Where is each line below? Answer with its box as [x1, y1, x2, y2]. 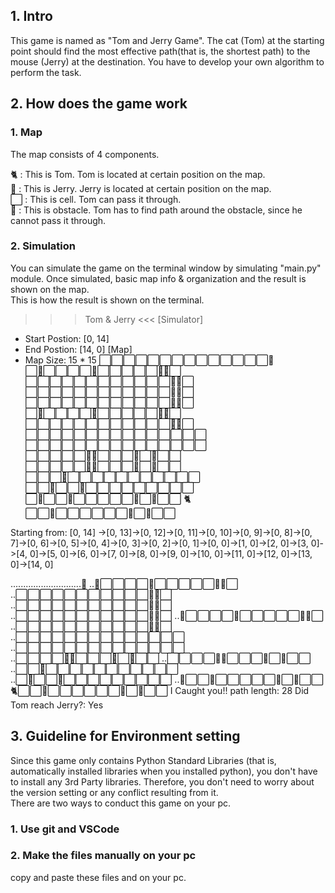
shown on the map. [10, 283, 90, 295]
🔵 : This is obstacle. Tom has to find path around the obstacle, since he [10, 204, 303, 216]
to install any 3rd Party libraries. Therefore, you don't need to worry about [10, 775, 315, 788]
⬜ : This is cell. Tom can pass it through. [10, 193, 182, 205]
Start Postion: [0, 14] [24, 332, 110, 344]
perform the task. [10, 66, 82, 78]
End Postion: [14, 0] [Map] [24, 343, 133, 355]
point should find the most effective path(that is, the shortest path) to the [10, 45, 311, 57]
